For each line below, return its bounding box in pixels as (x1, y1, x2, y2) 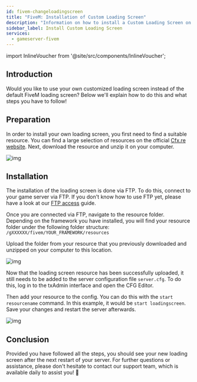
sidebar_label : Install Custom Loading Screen (6, 25, 123, 31)
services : (6, 31, 31, 37)
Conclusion (6, 334, 50, 344)
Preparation (6, 115, 51, 125)
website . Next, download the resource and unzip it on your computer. (6, 143, 175, 150)
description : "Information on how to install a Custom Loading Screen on (6, 19, 192, 25)
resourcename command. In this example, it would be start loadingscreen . (6, 299, 186, 307)
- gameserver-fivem (11, 36, 60, 42)
